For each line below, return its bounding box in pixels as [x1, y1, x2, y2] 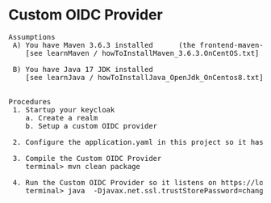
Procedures [8, 97, 52, 106]
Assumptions [8, 32, 56, 41]
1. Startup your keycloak [12, 105, 115, 114]
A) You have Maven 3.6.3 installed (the [12, 40, 196, 49]
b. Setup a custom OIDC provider [25, 121, 158, 130]
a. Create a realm [25, 113, 98, 122]
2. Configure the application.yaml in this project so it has [12, 137, 264, 146]
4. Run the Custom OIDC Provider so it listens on [12, 178, 218, 187]
